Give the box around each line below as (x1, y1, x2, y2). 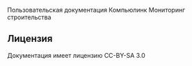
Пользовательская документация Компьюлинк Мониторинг (7, 6, 186, 14)
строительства (7, 13, 51, 21)
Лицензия (7, 33, 53, 45)
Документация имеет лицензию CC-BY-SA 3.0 (7, 51, 146, 59)
